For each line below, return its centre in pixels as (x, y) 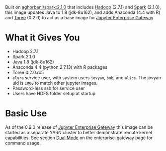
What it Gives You (42, 38)
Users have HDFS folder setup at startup (54, 93)
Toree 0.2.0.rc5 (28, 72)
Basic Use (26, 114)
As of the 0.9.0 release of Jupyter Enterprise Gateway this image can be (79, 127)
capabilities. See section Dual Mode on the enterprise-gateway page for (79, 138)
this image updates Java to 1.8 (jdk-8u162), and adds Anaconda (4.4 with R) (83, 12)
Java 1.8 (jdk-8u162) (33, 62)
